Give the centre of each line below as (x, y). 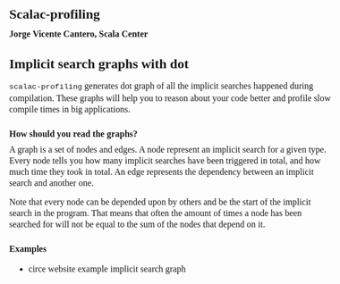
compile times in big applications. (70, 110)
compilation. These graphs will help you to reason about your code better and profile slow (170, 98)
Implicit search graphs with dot (99, 64)
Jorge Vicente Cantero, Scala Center (79, 34)
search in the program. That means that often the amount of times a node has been (156, 213)
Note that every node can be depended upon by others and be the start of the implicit (160, 202)
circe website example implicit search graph (107, 269)
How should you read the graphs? (73, 134)
